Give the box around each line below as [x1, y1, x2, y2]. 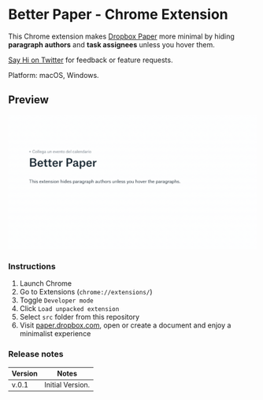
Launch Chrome [19, 279, 72, 288]
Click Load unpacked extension [19, 304, 120, 313]
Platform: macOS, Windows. [8, 70, 100, 80]
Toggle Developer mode [19, 295, 94, 305]
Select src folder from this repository [19, 313, 140, 322]
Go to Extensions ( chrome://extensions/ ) [19, 287, 153, 297]
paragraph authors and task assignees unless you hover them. [8, 39, 215, 49]
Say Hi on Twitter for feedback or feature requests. [8, 55, 173, 65]
